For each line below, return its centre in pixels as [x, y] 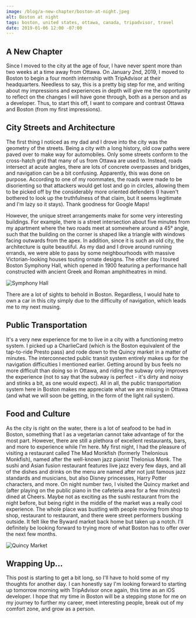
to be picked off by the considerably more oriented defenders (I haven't [92, 192]
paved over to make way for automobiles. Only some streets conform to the [97, 154]
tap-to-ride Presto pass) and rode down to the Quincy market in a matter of [97, 352]
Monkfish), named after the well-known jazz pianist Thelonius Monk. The [94, 459]
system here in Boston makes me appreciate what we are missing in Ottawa [97, 389]
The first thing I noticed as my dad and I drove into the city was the [87, 142]
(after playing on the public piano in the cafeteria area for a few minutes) [93, 490]
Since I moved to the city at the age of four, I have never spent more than [94, 66]
